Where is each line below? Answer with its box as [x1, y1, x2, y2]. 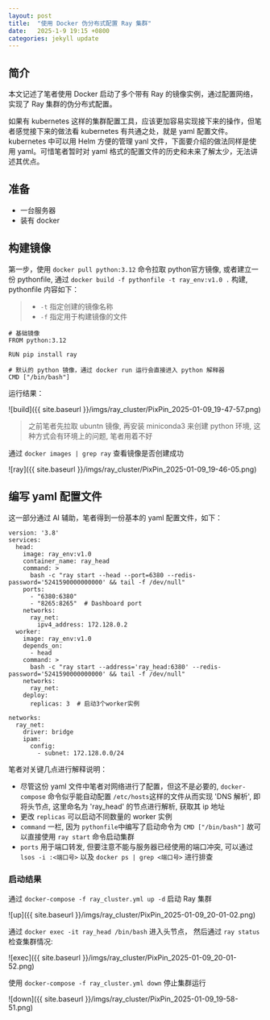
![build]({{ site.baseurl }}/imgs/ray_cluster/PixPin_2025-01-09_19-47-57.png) [8, 404, 261, 414]
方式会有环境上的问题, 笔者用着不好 [35, 431, 153, 440]
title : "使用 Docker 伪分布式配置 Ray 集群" [8, 19, 152, 27]
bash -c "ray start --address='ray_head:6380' [29, 663, 189, 671]
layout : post [8, 11, 52, 20]
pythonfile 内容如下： [8, 284, 79, 294]
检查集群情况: [8, 936, 54, 946]
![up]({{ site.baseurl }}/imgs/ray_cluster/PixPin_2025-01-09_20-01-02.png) [8, 910, 256, 919]
